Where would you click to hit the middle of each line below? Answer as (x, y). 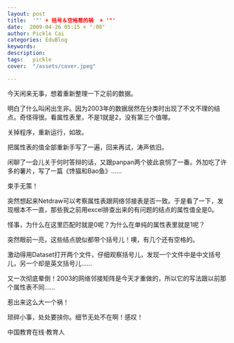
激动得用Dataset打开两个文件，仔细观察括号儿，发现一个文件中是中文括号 (114, 254)
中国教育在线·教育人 (36, 332)
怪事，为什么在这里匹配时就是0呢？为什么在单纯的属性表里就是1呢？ (106, 224)
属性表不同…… (34, 287)
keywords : (22, 46)
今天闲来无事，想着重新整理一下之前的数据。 (72, 93)
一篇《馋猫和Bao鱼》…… (86, 170)
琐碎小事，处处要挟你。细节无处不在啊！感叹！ (75, 317)
